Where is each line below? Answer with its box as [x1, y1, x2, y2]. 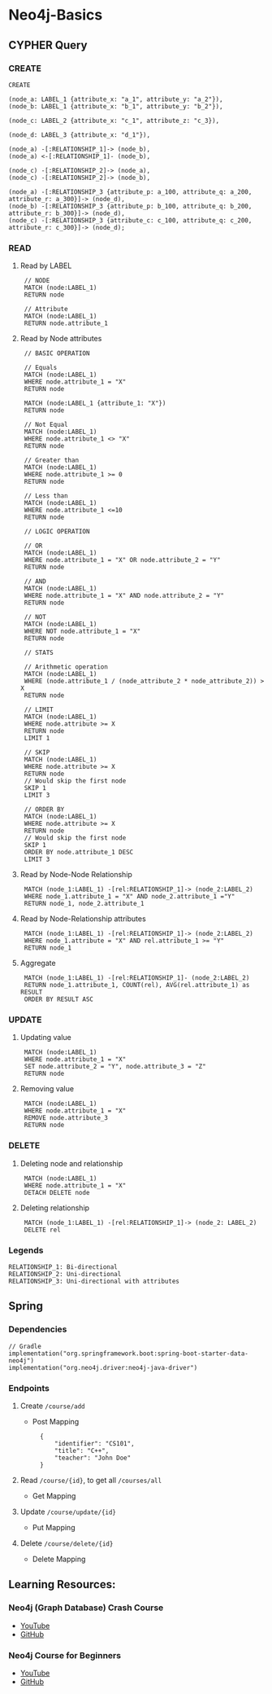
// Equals [24, 364, 58, 372]
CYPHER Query [8, 38, 88, 52]
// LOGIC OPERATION [24, 528, 90, 536]
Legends [8, 1244, 44, 1256]
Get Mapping [32, 1491, 76, 1501]
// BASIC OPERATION [24, 349, 90, 358]
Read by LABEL [19, 261, 72, 270]
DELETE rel [24, 1226, 61, 1234]
